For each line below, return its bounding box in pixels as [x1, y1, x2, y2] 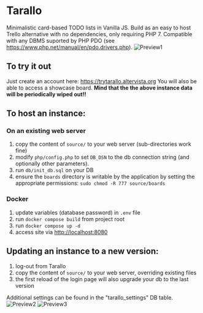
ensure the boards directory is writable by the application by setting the [15, 173, 195, 181]
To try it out [6, 61, 52, 72]
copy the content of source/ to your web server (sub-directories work [15, 140, 191, 148]
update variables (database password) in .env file [15, 209, 141, 216]
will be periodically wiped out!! [6, 90, 86, 98]
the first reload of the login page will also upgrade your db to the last [15, 275, 189, 282]
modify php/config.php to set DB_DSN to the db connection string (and [15, 154, 190, 161]
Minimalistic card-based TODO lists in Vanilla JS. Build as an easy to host [6, 24, 191, 31]
